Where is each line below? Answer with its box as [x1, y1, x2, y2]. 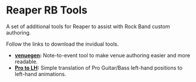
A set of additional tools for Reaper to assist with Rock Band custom [6, 23, 170, 30]
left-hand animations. [14, 70, 66, 77]
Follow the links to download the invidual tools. [6, 40, 119, 47]
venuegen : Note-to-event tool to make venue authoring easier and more [14, 52, 191, 59]
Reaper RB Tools [6, 4, 88, 17]
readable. [14, 58, 38, 65]
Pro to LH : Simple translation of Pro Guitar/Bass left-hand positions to [14, 64, 183, 71]
